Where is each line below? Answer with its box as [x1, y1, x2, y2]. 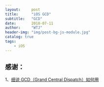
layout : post [5, 7, 41, 12]
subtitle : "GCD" [5, 16, 42, 21]
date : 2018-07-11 [5, 21, 54, 26]
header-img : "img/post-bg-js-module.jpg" [5, 30, 91, 35]
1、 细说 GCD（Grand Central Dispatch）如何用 [5, 77, 99, 83]
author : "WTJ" [5, 25, 42, 30]
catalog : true [5, 35, 34, 40]
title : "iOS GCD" [5, 12, 51, 17]
